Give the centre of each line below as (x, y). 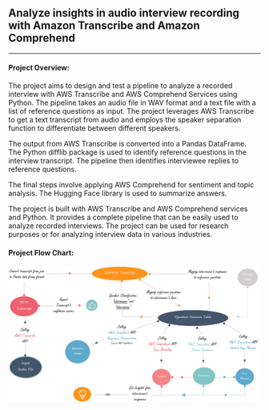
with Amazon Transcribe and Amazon (104, 26)
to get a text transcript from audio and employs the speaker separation (125, 120)
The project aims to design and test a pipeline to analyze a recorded (120, 86)
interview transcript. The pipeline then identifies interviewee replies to (123, 161)
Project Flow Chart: (41, 252)
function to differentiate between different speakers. (94, 128)
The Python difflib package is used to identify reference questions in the (127, 152)
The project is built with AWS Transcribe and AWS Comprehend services (128, 209)
